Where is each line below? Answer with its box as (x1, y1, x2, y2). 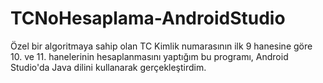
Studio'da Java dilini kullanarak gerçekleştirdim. (10, 61, 207, 73)
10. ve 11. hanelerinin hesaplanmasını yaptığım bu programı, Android (10, 50, 289, 62)
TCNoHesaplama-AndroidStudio (10, 7, 286, 30)
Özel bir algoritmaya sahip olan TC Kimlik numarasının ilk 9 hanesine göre (10, 40, 313, 52)
